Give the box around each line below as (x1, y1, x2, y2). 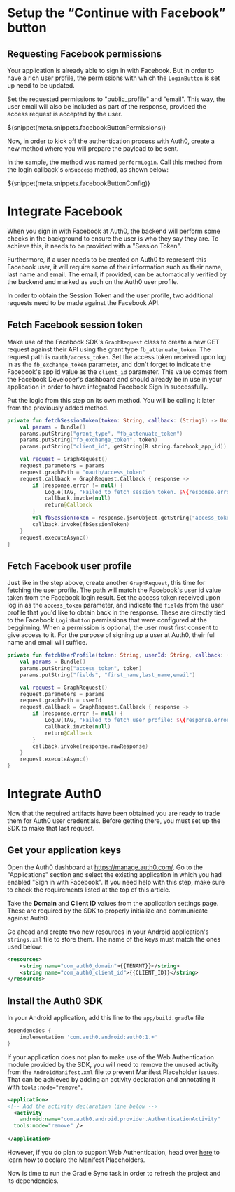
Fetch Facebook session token (7, 319, 143, 331)
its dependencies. (7, 1177, 59, 1185)
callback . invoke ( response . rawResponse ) (32, 742, 149, 750)
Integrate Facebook (7, 203, 123, 220)
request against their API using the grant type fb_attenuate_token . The (7, 345, 211, 354)
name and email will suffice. (7, 638, 87, 647)
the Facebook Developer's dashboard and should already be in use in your (7, 375, 222, 383)
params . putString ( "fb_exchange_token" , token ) (20, 436, 158, 443)
